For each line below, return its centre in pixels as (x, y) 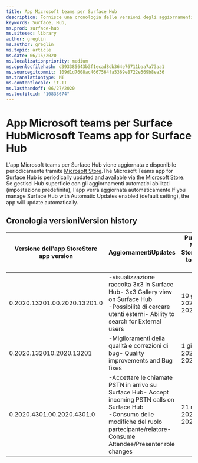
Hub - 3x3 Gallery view (141, 292)
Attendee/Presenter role (142, 444)
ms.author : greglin (30, 45)
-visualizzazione (132, 277)
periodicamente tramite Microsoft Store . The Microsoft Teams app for (90, 171)
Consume (122, 436)
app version (56, 256)
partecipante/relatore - (140, 429)
